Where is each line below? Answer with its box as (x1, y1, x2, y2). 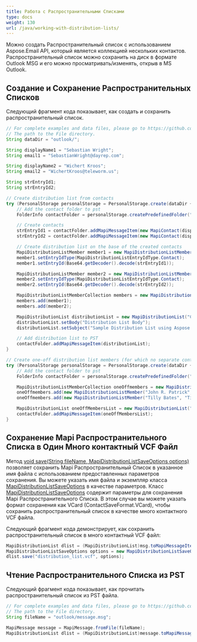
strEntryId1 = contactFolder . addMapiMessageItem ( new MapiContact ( (16, 228, 182, 234)
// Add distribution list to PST (16, 336, 98, 342)
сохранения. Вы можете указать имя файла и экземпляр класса (6, 476, 168, 483)
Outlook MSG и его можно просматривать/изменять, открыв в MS (6, 60, 172, 67)
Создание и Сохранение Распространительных (6, 83, 191, 93)
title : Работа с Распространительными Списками (6, 8, 125, 15)
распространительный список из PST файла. (6, 592, 119, 599)
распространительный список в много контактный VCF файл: (6, 531, 161, 539)
